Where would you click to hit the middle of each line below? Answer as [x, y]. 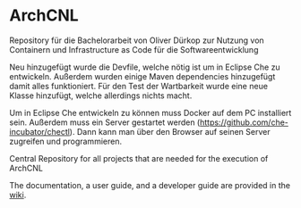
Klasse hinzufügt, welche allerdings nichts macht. [101, 96]
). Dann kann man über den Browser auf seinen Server [170, 131]
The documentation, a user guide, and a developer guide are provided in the [150, 185]
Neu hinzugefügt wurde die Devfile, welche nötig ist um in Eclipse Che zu [145, 67]
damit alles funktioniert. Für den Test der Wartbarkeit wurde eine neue [139, 86]
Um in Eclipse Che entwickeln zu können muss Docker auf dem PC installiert [150, 112]
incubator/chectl [39, 131]
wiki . [18, 195]
